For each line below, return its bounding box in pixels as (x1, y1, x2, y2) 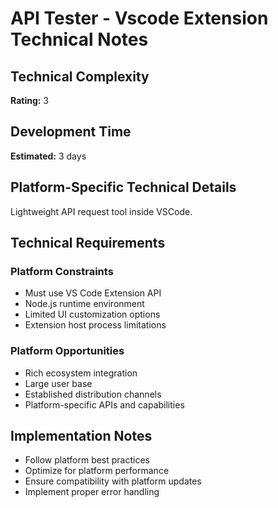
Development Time (10, 123, 132, 141)
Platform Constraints (10, 264, 114, 278)
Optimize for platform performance (24, 465, 170, 477)
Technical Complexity (10, 68, 150, 85)
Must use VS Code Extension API (24, 287, 162, 299)
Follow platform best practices (24, 454, 151, 466)
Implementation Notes (10, 428, 153, 444)
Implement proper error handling (24, 486, 160, 498)
